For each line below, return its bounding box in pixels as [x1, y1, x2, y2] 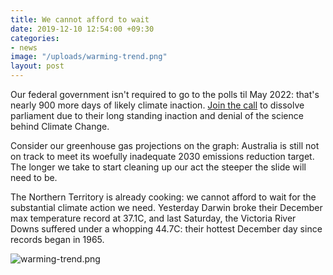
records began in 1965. [10, 234, 105, 245]
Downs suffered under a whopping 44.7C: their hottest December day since [10, 223, 323, 235]
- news [10, 42, 38, 53]
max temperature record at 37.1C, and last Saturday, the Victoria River [10, 212, 297, 224]
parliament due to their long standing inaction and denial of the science [10, 110, 304, 121]
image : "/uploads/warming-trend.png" [10, 52, 168, 62]
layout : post [10, 61, 65, 71]
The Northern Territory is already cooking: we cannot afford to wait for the [10, 191, 317, 203]
